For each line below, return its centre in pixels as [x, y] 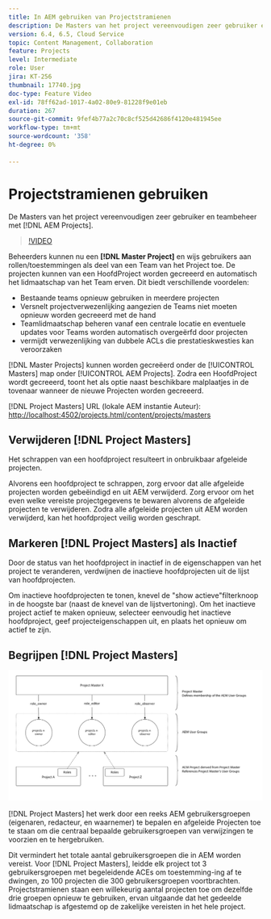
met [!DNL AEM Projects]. [51, 225]
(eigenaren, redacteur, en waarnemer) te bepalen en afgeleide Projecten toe [135, 822]
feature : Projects [39, 51]
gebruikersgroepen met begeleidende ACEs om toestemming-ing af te [125, 872]
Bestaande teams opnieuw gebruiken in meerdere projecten [120, 298]
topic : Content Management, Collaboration [81, 43]
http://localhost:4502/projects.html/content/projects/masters [110, 415]
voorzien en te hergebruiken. [56, 840]
